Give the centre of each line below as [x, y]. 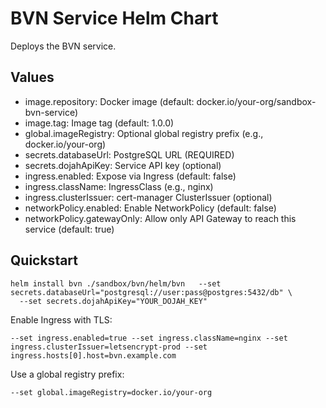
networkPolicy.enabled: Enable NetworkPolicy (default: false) [150, 208]
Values [32, 77]
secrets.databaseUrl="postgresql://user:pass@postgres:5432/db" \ [151, 292]
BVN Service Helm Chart [114, 18]
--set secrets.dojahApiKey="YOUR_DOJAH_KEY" [113, 301]
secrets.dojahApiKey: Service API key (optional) [123, 165]
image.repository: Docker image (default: [109, 101]
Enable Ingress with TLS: [61, 319]
